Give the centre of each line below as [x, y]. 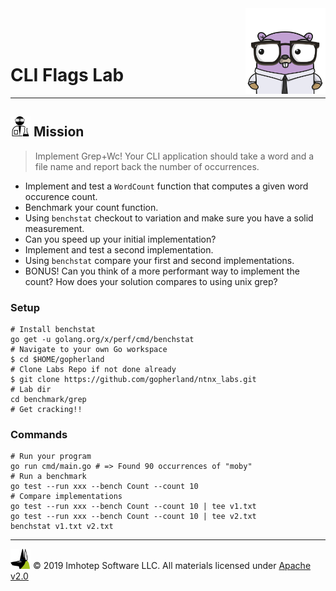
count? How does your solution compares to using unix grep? [151, 281]
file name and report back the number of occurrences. [147, 166]
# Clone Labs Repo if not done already [93, 370]
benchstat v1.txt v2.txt [62, 527]
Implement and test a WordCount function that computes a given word [166, 186]
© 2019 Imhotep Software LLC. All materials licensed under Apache [172, 566]
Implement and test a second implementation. [119, 249]
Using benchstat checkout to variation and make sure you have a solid [169, 218]
